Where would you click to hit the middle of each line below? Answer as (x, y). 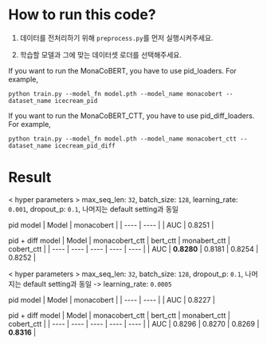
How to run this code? (82, 15)
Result (30, 178)
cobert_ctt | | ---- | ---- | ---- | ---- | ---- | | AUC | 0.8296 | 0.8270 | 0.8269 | (134, 323)
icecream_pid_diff (85, 145)
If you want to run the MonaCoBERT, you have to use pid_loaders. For (122, 70)
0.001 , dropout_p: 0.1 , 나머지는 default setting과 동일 (94, 208)
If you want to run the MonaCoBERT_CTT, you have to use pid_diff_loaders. (132, 115)
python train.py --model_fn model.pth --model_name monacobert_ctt (123, 139)
